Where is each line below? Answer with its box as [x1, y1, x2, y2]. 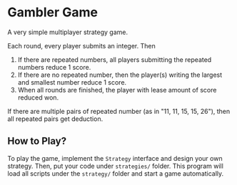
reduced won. [17, 93, 59, 102]
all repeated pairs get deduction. [7, 115, 104, 123]
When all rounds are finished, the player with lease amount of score [17, 85, 217, 94]
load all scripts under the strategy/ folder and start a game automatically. [7, 169, 224, 178]
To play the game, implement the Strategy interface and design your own [7, 154, 223, 162]
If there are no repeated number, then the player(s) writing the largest [17, 70, 223, 79]
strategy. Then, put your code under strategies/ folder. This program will [7, 162, 223, 170]
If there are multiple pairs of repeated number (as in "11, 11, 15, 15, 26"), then [7, 107, 231, 115]
